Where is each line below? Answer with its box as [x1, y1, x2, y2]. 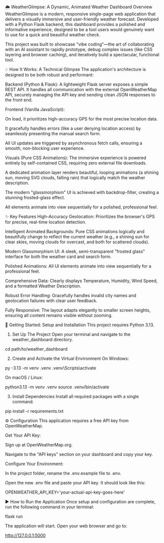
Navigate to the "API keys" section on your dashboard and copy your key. [5, 451, 153, 457]
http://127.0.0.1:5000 [5, 533, 46, 538]
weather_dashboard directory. [12, 337, 73, 342]
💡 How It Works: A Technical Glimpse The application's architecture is [5, 67, 146, 72]
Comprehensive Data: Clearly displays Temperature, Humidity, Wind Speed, [5, 278, 158, 283]
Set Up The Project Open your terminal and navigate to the [12, 331, 131, 337]
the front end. [5, 97, 33, 103]
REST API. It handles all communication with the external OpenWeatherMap [5, 87, 157, 92]
